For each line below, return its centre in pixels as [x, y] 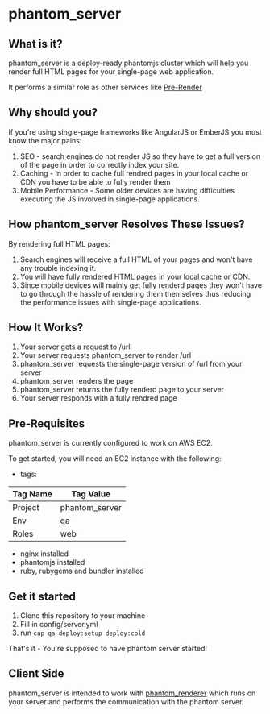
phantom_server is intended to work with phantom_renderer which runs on [132, 693]
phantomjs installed [52, 562]
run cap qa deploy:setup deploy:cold [83, 633]
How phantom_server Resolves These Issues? [127, 224]
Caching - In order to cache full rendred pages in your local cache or [134, 173]
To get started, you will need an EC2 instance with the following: [115, 459]
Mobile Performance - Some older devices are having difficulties [127, 190]
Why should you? [53, 112]
